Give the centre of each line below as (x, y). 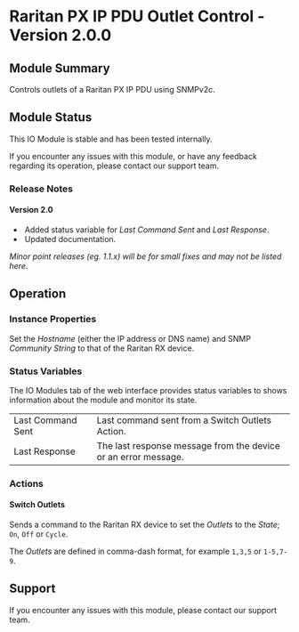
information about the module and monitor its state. (103, 400)
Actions (27, 483)
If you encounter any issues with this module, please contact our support (143, 610)
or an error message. (140, 458)
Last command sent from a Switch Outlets (184, 420)
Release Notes (41, 189)
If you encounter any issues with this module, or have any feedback (133, 156)
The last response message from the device (188, 446)
